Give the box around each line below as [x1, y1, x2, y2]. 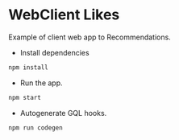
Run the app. [19, 78, 63, 88]
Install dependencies [19, 47, 90, 57]
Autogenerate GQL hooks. [19, 108, 107, 117]
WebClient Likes [8, 6, 120, 24]
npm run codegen [8, 123, 63, 132]
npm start [8, 93, 42, 101]
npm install [8, 63, 48, 72]
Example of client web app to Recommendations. [8, 32, 171, 42]
